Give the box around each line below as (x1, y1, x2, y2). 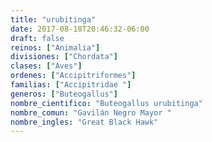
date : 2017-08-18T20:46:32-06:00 (10, 24, 150, 34)
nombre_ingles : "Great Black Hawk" (10, 117, 159, 127)
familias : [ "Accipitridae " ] (10, 80, 132, 90)
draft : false (10, 33, 65, 43)
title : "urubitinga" (10, 14, 97, 25)
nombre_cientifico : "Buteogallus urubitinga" (10, 98, 203, 108)
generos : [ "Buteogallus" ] (10, 89, 118, 99)
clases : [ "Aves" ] (10, 61, 83, 71)
